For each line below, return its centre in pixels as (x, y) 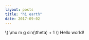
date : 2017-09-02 (23, 19)
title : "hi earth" (24, 14)
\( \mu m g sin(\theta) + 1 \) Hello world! (44, 33)
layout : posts (19, 10)
